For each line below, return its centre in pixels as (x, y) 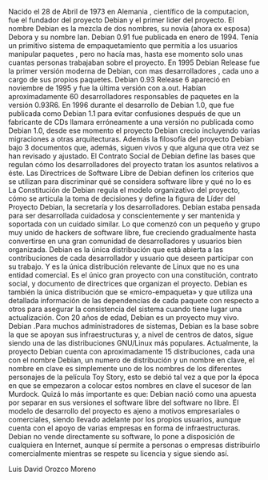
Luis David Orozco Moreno (52, 469)
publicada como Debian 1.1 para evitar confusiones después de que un (125, 114)
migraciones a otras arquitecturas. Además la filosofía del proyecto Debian (131, 139)
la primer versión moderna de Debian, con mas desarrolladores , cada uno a (134, 71)
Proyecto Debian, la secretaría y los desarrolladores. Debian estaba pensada (134, 207)
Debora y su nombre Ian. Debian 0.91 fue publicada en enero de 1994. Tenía (133, 37)
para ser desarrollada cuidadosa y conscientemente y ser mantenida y (124, 216)
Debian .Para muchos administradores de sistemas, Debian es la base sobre (134, 326)
